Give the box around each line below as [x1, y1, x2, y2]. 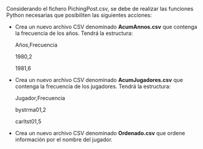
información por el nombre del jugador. [15, 136, 113, 143]
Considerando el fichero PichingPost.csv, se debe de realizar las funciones [6, 5, 194, 12]
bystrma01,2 [15, 106, 47, 113]
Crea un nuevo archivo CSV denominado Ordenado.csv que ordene [15, 130, 185, 136]
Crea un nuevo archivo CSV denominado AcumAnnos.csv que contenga [15, 24, 198, 30]
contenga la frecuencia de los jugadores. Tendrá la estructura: [15, 83, 171, 90]
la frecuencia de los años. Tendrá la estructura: [15, 30, 133, 37]
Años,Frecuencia [15, 42, 58, 48]
